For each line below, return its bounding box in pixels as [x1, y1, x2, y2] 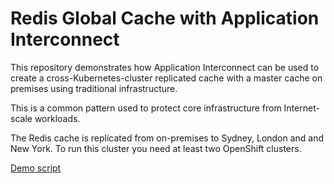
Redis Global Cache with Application [10, 7, 320, 30]
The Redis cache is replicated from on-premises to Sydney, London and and [10, 132, 325, 144]
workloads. [34, 112, 81, 124]
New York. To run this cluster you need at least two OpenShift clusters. [10, 142, 302, 154]
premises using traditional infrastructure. [10, 82, 178, 94]
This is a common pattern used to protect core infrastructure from [10, 102, 282, 114]
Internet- [283, 102, 320, 114]
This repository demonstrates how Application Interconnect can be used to [10, 61, 320, 73]
